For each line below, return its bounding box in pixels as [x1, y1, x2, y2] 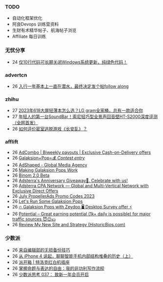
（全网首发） [12, 120, 38, 126]
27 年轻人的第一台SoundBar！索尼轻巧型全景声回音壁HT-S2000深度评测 [12, 114, 158, 119]
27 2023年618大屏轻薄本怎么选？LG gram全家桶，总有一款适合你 [12, 108, 143, 114]
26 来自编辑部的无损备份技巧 [12, 247, 70, 253]
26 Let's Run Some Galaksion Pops [12, 198, 83, 204]
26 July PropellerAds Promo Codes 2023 [12, 193, 95, 199]
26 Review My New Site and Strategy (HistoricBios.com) [12, 222, 125, 228]
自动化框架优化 [12, 15, 42, 21]
